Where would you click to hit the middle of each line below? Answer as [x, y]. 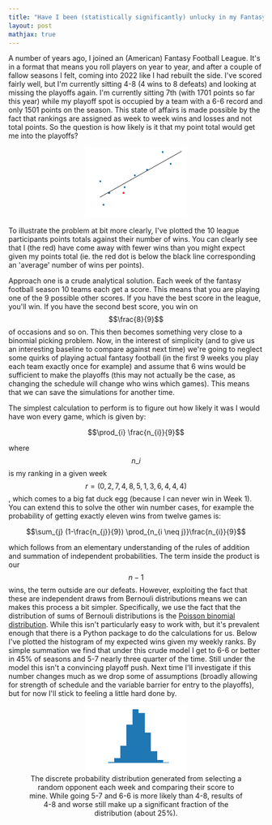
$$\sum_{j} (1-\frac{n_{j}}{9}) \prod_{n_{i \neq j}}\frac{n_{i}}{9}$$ [136, 531]
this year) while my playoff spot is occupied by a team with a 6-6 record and [136, 101]
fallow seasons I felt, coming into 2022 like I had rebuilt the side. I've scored [135, 75]
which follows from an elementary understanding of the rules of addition [129, 547]
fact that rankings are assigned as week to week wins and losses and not [130, 118]
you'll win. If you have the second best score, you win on [103, 306]
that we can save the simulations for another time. [92, 392]
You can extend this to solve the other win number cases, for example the [132, 507]
